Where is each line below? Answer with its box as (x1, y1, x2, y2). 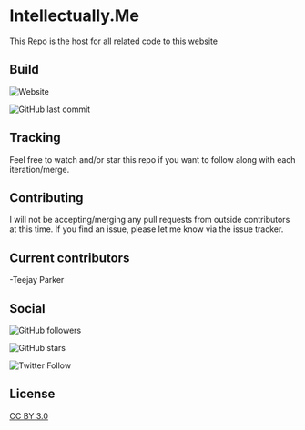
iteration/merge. (9, 164, 70, 175)
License (9, 386, 56, 402)
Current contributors (9, 250, 130, 265)
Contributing (9, 190, 84, 205)
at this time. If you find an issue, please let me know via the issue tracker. (9, 224, 284, 235)
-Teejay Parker (9, 275, 65, 285)
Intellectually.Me (9, 5, 139, 26)
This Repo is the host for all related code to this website (9, 35, 219, 46)
